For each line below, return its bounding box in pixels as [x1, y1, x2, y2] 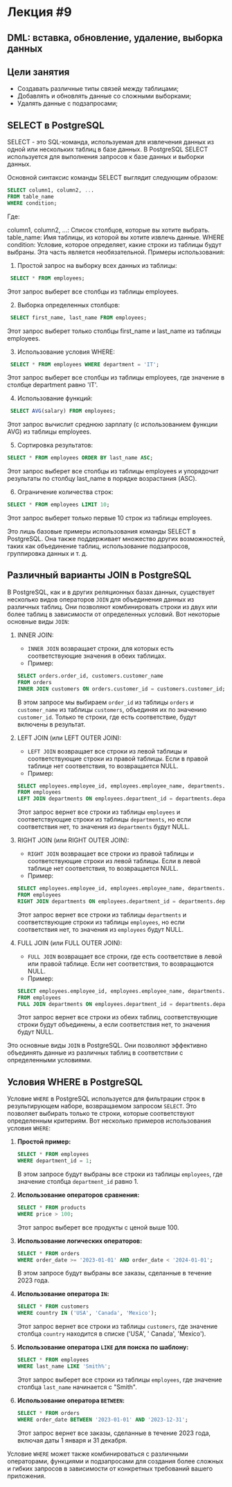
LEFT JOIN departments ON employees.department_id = [17, 795, 173, 802]
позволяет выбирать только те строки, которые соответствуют [7, 1110, 195, 1118]
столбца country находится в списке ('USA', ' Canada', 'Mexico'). [17, 1329, 206, 1338]
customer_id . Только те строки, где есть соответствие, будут [17, 713, 197, 721]
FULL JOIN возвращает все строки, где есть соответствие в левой [27, 952, 223, 960]
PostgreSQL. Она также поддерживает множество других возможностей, [7, 535, 226, 543]
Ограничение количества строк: [17, 488, 114, 496]
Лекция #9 [7, 4, 72, 20]
